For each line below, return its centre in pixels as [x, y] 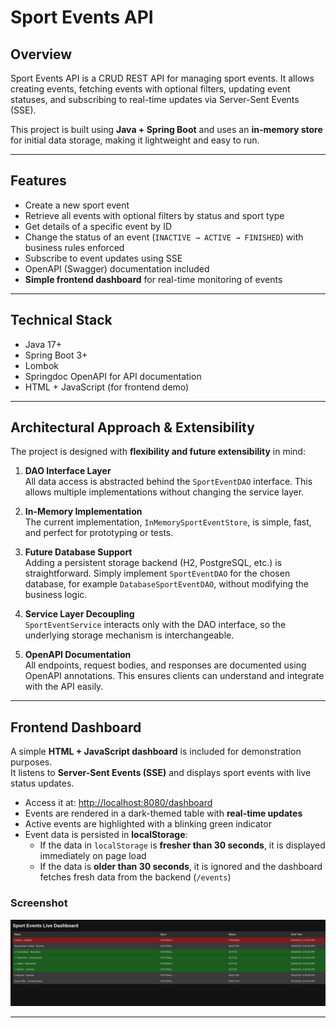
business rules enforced [74, 247]
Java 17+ [43, 344]
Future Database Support [78, 552]
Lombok [42, 365]
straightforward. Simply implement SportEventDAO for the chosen [157, 573]
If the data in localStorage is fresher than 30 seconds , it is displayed [182, 845]
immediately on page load [93, 856]
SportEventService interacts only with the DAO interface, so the [155, 625]
